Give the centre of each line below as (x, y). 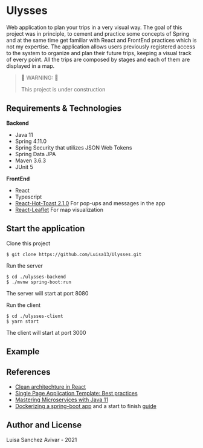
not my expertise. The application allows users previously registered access (101, 47)
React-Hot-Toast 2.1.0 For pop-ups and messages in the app (90, 203)
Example (23, 351)
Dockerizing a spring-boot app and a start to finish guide (86, 406)
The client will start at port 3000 (46, 332)
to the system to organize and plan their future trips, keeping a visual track (99, 53)
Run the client (24, 305)
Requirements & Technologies (64, 109)
